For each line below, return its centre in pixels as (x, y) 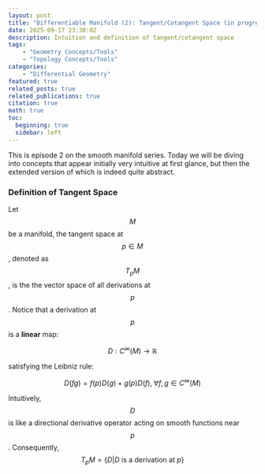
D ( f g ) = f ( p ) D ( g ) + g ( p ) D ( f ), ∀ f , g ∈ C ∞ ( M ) (132, 383)
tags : (17, 45)
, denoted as (28, 258)
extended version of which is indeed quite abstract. (91, 172)
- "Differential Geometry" (67, 74)
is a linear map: (34, 334)
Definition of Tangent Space (63, 192)
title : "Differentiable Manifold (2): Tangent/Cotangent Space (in (121, 23)
